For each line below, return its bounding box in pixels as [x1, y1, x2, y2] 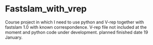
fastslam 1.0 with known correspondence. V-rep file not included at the [5, 24, 147, 30]
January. [5, 34, 23, 40]
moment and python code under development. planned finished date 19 [5, 29, 148, 35]
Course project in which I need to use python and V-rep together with [5, 19, 144, 25]
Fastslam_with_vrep [5, 3, 87, 14]
